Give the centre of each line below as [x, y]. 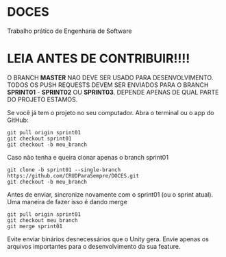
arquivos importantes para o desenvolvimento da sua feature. [94, 246]
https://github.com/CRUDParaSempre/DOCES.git [73, 175]
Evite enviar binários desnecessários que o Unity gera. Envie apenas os [108, 239]
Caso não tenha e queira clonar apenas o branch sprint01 [88, 157]
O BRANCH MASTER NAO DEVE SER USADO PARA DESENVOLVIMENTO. [110, 77]
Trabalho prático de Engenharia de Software [70, 31]
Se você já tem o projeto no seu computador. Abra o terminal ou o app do [111, 112]
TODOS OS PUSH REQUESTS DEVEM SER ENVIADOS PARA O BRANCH [108, 85]
